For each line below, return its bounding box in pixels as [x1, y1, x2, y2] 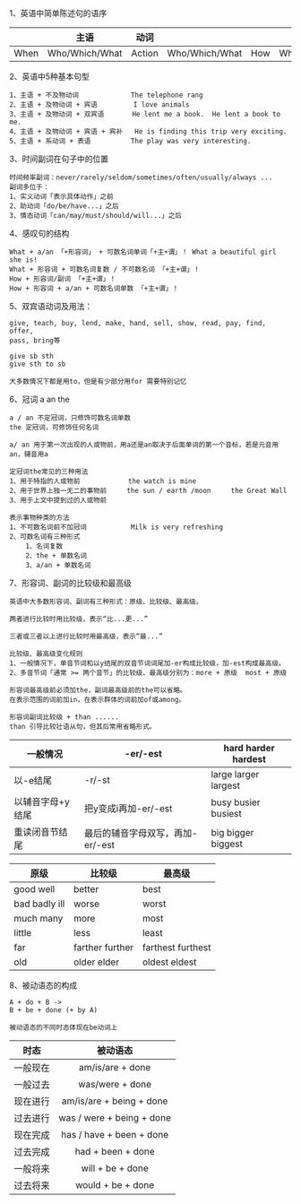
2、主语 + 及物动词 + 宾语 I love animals [9, 100, 190, 109]
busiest [211, 808, 242, 819]
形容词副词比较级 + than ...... [9, 713, 119, 722]
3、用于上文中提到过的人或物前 [9, 496, 107, 505]
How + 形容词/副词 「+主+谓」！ [9, 274, 116, 283]
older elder [73, 956, 119, 968]
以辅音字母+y [13, 796, 70, 808]
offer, [9, 326, 34, 335]
